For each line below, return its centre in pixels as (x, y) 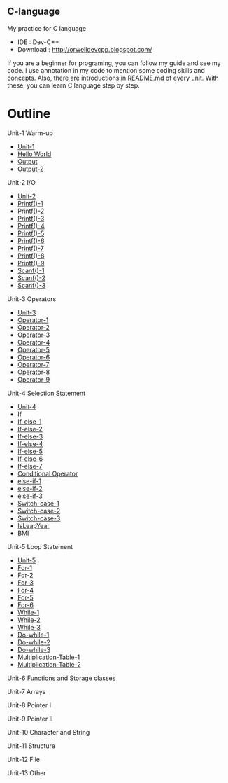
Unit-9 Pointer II (30, 719)
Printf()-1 (30, 203)
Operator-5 (34, 349)
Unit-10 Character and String (49, 732)
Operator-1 (33, 320)
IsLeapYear (34, 525)
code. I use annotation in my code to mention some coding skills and (106, 70)
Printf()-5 (31, 233)
